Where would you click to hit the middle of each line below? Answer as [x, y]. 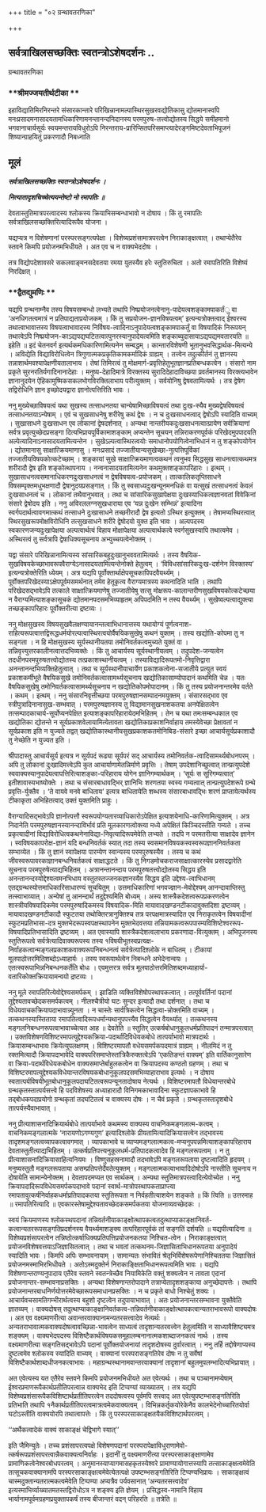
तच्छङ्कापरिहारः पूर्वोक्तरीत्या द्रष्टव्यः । [55, 609]
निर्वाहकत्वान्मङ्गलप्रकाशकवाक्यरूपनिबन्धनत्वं [63, 950]
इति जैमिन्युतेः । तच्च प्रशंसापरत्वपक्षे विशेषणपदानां [68, 1446]
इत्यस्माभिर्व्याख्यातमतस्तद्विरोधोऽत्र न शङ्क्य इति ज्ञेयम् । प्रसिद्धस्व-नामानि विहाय [106, 1490]
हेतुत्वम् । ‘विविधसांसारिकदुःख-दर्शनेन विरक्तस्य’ [195, 564]
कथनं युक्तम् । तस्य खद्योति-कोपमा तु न [194, 633]
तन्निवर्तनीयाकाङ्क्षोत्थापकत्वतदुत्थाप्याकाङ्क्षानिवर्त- [150, 1220]
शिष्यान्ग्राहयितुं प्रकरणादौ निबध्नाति [49, 137]
